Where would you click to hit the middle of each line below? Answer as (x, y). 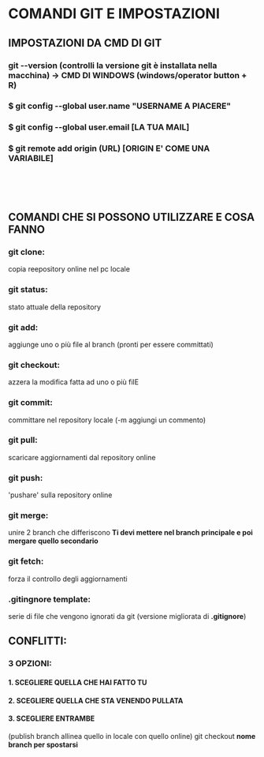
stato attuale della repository (54, 307)
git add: (23, 327)
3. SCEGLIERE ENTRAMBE (52, 718)
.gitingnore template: (50, 599)
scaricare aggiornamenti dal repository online (82, 457)
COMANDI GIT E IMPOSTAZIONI (114, 14)
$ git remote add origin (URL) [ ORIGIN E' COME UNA (109, 148)
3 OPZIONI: (30, 664)
